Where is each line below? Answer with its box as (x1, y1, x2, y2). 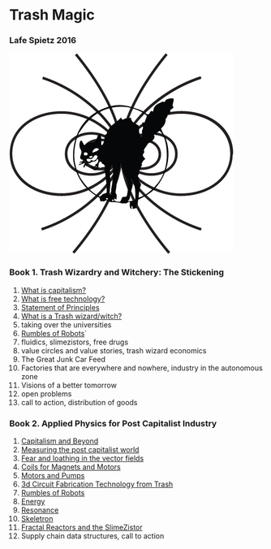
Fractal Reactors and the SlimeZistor (20, 522, 143, 533)
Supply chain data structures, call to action (20, 531, 165, 541)
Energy (20, 497, 45, 507)
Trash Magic (9, 6, 96, 24)
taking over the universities (20, 319, 112, 330)
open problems (20, 388, 72, 399)
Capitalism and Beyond (20, 436, 99, 446)
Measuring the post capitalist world (20, 445, 140, 455)
